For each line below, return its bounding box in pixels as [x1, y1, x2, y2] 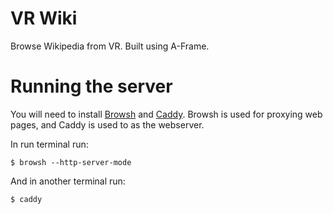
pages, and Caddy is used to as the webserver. [10, 118, 205, 131]
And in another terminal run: [10, 175, 126, 187]
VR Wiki [10, 7, 78, 30]
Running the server [10, 75, 173, 98]
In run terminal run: [10, 138, 89, 150]
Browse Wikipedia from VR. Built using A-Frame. [10, 40, 210, 52]
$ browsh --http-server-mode [10, 157, 132, 167]
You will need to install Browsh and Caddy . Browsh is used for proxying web [10, 108, 323, 120]
